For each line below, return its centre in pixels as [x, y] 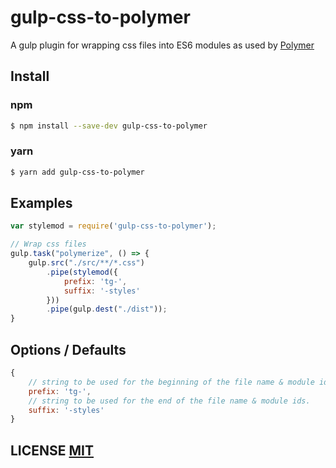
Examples [41, 203]
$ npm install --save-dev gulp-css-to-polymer [109, 126]
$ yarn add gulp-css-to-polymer [77, 172]
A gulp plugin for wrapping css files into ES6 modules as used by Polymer [162, 45]
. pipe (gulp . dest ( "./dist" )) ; [107, 309]
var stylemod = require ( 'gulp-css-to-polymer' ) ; [113, 226]
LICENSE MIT [52, 450]
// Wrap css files [48, 244]
